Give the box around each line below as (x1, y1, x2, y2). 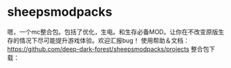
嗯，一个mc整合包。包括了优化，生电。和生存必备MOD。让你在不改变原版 (7, 27, 219, 36)
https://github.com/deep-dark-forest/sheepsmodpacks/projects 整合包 (7, 45, 210, 53)
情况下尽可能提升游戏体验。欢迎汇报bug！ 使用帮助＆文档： (19, 36, 190, 45)
